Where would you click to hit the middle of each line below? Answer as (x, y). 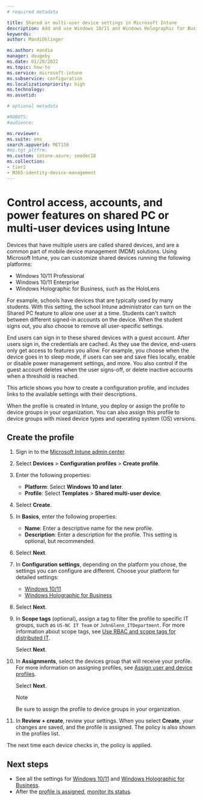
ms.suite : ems (25, 139)
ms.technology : (26, 90)
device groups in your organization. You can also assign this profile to (93, 412)
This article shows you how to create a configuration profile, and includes (98, 388)
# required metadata (33, 12)
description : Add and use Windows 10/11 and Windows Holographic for (96, 28)
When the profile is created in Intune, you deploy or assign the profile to (96, 406)
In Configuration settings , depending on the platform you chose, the (101, 565)
